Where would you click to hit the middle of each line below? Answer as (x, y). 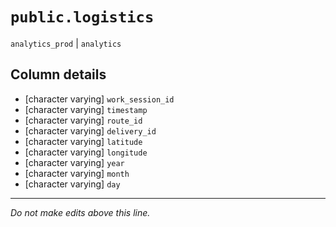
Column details (58, 74)
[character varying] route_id (83, 120)
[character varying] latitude (83, 141)
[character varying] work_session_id (99, 99)
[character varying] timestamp (86, 109)
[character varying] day (72, 184)
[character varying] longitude (86, 152)
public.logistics (82, 17)
